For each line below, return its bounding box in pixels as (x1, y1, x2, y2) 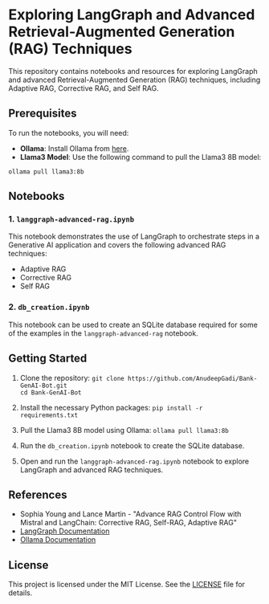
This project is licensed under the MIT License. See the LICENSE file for (8, 580, 246, 590)
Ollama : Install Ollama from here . (19, 143, 129, 153)
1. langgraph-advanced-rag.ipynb (8, 214, 135, 225)
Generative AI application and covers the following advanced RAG (8, 240, 226, 250)
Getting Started (8, 352, 88, 365)
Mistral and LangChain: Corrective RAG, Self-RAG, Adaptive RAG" (19, 518, 237, 528)
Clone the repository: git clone (19, 373, 124, 382)
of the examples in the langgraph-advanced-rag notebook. (8, 328, 198, 338)
